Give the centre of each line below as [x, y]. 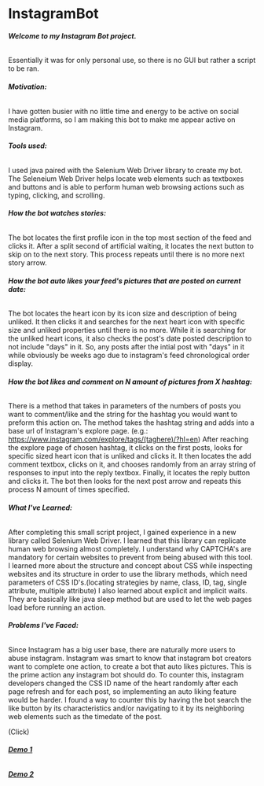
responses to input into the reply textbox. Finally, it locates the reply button [129, 473]
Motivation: [27, 87]
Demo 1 [20, 750]
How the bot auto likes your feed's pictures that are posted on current [125, 281]
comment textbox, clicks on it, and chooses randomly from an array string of [132, 464]
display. [21, 363]
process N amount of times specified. [69, 489]
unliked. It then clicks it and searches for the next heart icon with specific [126, 322]
